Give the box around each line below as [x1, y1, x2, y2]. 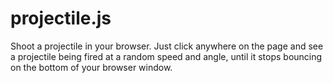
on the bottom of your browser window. [10, 61, 173, 73]
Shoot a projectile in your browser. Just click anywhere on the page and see [10, 40, 324, 52]
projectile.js [10, 7, 112, 30]
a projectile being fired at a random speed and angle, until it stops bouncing [10, 50, 323, 62]
